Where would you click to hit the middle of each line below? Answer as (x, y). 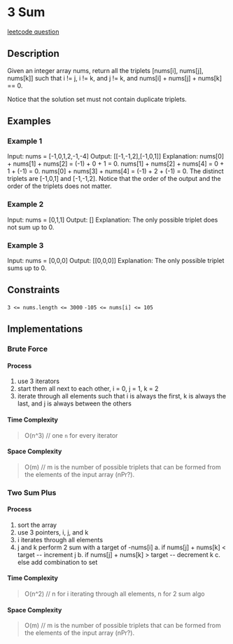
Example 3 (26, 245)
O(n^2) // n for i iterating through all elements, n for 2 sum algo (114, 594)
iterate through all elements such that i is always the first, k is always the (121, 396)
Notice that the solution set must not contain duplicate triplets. (97, 99)
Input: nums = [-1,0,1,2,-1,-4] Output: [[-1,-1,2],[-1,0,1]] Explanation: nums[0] (116, 156)
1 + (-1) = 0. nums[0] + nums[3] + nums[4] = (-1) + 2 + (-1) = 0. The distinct (115, 171)
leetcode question (33, 32)
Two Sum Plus (32, 492)
